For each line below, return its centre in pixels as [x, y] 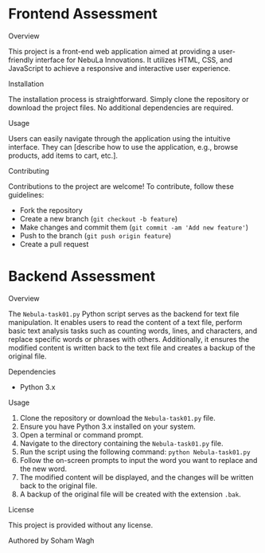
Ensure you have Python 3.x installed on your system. [108, 426]
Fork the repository [51, 210]
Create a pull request [54, 244]
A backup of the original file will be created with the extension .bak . [130, 494]
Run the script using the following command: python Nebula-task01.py [135, 452]
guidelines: [26, 194]
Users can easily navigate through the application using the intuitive [119, 138]
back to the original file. [58, 485]
